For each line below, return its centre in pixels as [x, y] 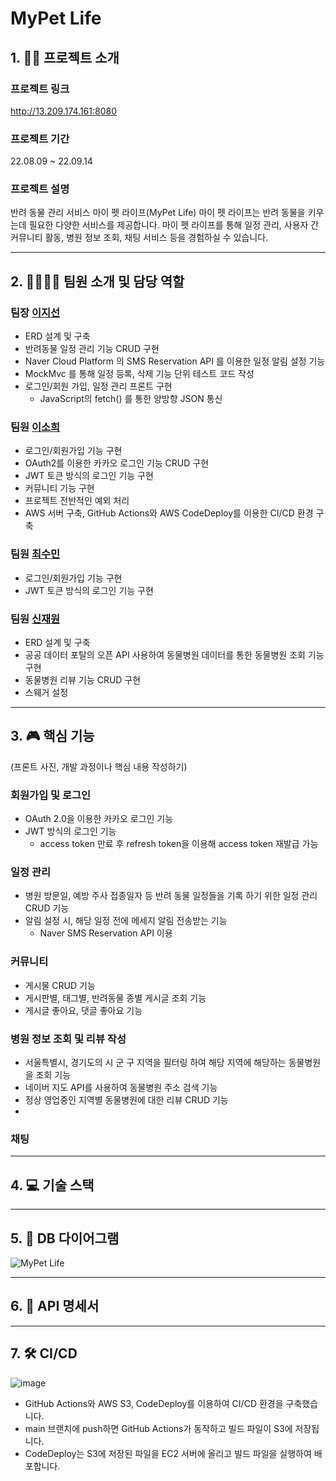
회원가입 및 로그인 [51, 795]
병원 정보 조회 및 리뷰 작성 [68, 1039]
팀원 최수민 [35, 554]
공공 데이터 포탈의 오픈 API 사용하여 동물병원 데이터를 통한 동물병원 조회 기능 [174, 655]
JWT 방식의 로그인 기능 [70, 831]
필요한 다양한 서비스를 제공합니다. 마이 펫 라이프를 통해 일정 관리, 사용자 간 [174, 225]
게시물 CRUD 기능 [60, 985]
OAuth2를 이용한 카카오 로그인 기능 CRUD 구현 [117, 463]
